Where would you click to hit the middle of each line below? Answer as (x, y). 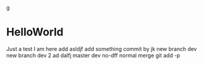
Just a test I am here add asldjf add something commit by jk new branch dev (101, 49)
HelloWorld (35, 32)
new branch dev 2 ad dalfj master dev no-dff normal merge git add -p (93, 55)
